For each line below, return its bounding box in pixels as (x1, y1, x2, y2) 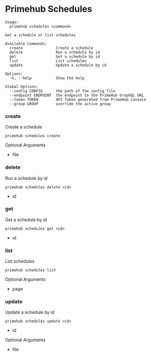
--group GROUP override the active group (9, 101, 111, 106)
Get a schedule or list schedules (5, 32, 76, 37)
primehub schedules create (5, 134, 60, 139)
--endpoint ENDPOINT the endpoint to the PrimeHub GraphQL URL (9, 92, 144, 98)
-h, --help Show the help (9, 75, 85, 81)
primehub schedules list (5, 268, 56, 273)
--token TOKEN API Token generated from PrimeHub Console (9, 97, 147, 102)
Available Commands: (5, 41, 48, 46)
